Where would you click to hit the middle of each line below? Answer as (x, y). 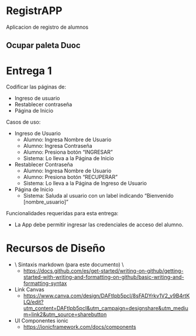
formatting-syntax (45, 283)
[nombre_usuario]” (46, 202)
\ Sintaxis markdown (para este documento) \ (69, 264)
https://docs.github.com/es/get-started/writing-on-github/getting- (103, 271)
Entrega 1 (29, 71)
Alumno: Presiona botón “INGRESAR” (68, 152)
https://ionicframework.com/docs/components (80, 327)
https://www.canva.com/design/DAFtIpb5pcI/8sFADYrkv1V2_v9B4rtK (106, 296)
